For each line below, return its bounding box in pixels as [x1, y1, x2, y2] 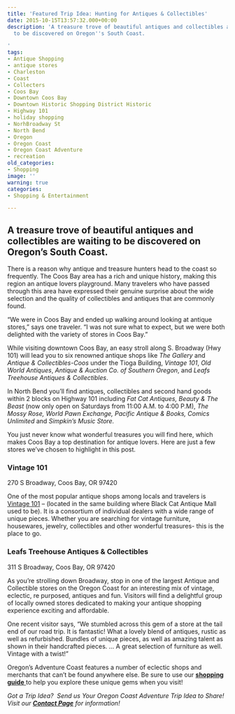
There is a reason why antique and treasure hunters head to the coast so [7, 265, 217, 273]
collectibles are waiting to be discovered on [7, 235, 201, 247]
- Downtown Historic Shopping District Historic [7, 101, 152, 108]
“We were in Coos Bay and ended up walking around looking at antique [7, 316, 213, 324]
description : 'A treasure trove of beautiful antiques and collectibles [7, 23, 224, 30]
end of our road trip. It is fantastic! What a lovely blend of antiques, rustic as [7, 627, 227, 636]
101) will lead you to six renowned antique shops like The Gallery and [7, 351, 206, 360]
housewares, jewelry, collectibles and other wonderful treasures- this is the [7, 522, 225, 531]
